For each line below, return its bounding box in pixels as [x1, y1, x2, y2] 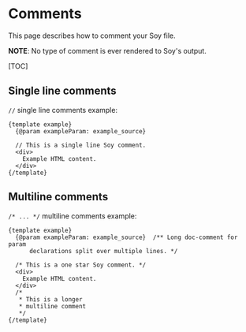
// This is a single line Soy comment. [15, 141, 147, 149]
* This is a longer [18, 295, 83, 304]
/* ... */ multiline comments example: [8, 211, 137, 221]
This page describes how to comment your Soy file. [8, 31, 176, 40]
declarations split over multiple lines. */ [28, 247, 178, 255]
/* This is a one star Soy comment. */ [15, 261, 147, 269]
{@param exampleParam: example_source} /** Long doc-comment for [15, 233, 238, 241]
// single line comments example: [8, 105, 118, 114]
